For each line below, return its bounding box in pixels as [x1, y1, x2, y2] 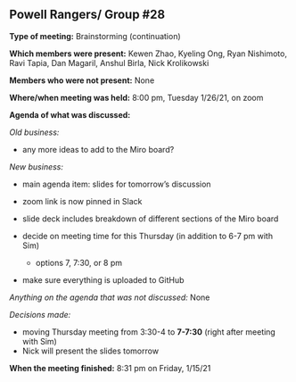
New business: [9, 161, 64, 172]
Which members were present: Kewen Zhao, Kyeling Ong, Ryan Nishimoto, [9, 48, 288, 59]
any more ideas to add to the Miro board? [21, 144, 175, 154]
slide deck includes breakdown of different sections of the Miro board [21, 213, 279, 224]
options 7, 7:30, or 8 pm [35, 257, 123, 268]
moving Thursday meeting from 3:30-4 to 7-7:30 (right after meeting [21, 326, 276, 337]
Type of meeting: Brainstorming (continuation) [9, 30, 181, 41]
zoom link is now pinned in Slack [21, 195, 143, 206]
